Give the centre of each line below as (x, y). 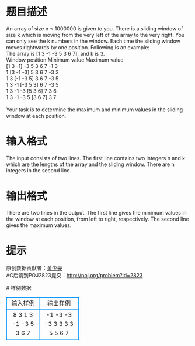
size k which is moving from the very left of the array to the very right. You (95, 35)
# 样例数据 (19, 287)
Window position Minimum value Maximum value (65, 60)
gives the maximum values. (39, 225)
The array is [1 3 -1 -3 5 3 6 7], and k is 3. (55, 53)
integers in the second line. (39, 170)
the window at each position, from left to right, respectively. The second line (97, 219)
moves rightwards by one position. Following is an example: (78, 47)
